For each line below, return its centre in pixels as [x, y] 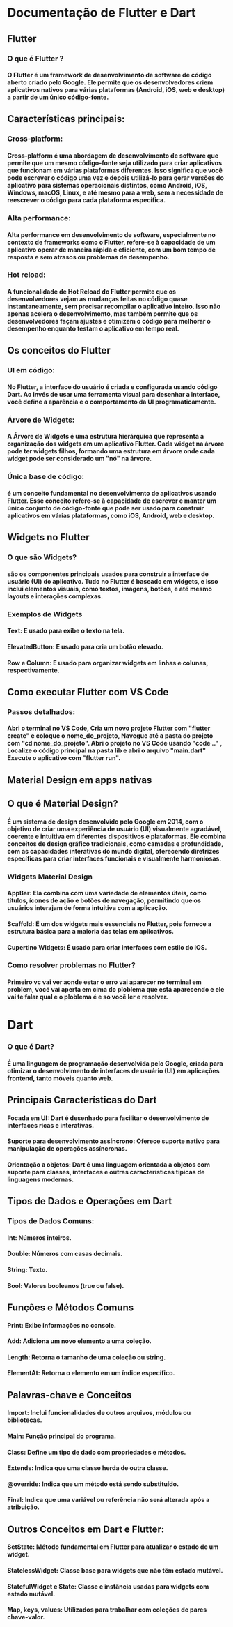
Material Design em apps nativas [80, 780]
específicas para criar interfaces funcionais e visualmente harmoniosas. [114, 858]
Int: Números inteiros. [39, 1238]
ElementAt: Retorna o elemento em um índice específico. [91, 1373]
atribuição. [23, 1507]
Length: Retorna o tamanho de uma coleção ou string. [87, 1357]
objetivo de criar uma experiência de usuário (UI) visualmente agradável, [114, 828]
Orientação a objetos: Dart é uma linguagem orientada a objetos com [109, 1164]
